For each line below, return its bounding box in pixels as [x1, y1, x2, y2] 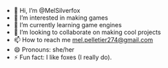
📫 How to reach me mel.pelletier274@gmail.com [13, 36, 154, 44]
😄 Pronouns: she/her [13, 46, 74, 54]
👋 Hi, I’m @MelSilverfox [13, 7, 81, 14]
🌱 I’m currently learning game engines [13, 21, 122, 29]
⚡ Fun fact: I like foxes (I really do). [13, 53, 112, 61]
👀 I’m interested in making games [13, 14, 109, 22]
